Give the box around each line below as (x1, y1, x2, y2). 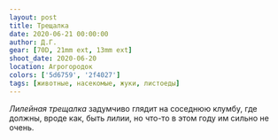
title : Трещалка (9, 21, 69, 30)
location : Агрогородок (9, 63, 93, 72)
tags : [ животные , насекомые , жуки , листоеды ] (9, 79, 180, 88)
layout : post (9, 12, 58, 22)
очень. (9, 121, 35, 133)
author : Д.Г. (9, 37, 58, 47)
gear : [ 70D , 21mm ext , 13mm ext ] (9, 46, 133, 55)
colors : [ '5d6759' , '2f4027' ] (9, 71, 121, 80)
